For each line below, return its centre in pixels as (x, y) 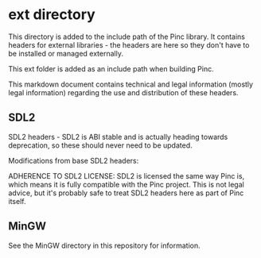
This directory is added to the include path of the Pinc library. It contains (127, 37)
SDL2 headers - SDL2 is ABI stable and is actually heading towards (118, 137)
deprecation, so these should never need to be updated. (100, 145)
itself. (17, 201)
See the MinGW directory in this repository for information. (104, 245)
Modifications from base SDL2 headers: (74, 160)
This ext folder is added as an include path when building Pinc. (111, 68)
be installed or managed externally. (66, 53)
